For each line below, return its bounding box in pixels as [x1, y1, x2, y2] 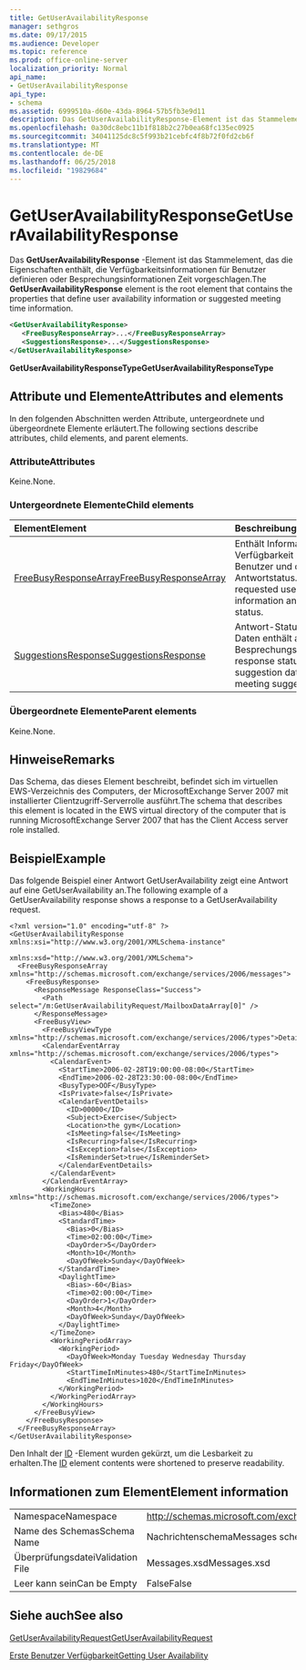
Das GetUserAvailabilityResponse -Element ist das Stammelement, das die [9, 254, 293, 265]
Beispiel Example [9, 851, 107, 866]
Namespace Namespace [14, 1510, 117, 1522]
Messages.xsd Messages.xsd [146, 1556, 270, 1569]
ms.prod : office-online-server [9, 56, 128, 65]
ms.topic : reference [9, 47, 88, 56]
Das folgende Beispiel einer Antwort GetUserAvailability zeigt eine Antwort [9, 876, 289, 886]
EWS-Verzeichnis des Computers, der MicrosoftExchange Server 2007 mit [9, 785, 289, 797]
